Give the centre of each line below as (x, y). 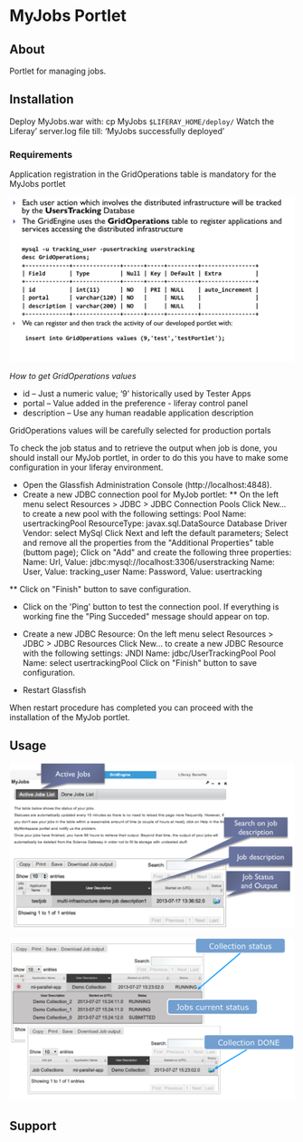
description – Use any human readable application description (138, 413)
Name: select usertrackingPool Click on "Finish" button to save (140, 662)
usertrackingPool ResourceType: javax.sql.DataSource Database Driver (155, 523)
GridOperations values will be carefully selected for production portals (140, 430)
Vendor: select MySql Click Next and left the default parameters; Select (156, 532)
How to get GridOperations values (73, 376)
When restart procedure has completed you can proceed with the (131, 708)
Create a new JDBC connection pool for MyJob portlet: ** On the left (150, 494)
